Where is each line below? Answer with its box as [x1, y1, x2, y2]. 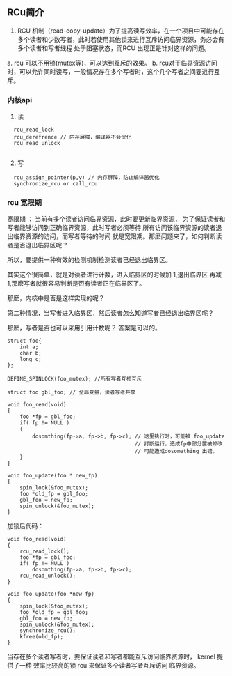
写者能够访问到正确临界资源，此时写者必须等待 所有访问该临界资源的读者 [7, 224, 216, 232]
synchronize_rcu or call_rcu [13, 180, 98, 187]
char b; [19, 350, 42, 357]
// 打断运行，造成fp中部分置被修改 [134, 440, 223, 447]
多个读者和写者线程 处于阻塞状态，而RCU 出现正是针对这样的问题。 [17, 44, 210, 52]
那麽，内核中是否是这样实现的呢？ [7, 294, 105, 302]
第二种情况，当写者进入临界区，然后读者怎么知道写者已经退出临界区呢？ [7, 309, 214, 317]
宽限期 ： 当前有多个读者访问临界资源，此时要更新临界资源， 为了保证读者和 [7, 215, 226, 223]
